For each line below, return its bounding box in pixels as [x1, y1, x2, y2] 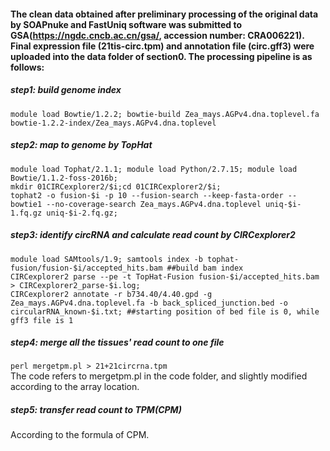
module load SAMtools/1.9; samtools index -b [10, 254, 203, 264]
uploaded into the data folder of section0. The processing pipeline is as [10, 50, 313, 62]
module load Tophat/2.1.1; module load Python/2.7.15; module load [10, 164, 298, 174]
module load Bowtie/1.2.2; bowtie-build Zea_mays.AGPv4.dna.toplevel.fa [10, 109, 320, 119]
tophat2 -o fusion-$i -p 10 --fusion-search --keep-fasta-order [10, 190, 284, 200]
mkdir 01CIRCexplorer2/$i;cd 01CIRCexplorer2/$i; [10, 181, 222, 192]
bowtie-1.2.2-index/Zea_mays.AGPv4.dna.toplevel [10, 118, 217, 128]
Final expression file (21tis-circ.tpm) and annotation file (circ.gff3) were [10, 40, 315, 52]
